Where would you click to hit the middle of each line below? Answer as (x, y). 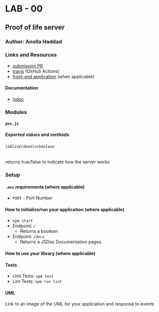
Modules (16, 112)
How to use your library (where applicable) (50, 253)
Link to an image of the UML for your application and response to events (80, 304)
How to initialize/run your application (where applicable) (65, 209)
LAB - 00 (24, 9)
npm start (23, 221)
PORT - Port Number (32, 198)
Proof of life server (35, 27)
